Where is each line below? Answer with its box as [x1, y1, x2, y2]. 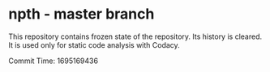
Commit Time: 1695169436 [8, 56, 99, 66]
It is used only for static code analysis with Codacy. [8, 40, 180, 49]
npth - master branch [8, 5, 155, 23]
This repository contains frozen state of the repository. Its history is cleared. [8, 32, 262, 41]
